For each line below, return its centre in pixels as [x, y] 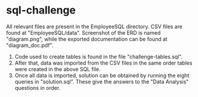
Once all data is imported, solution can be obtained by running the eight [102, 75]
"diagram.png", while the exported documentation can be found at [87, 39]
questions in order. [38, 88]
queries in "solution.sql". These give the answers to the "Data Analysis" [102, 81]
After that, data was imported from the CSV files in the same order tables [103, 63]
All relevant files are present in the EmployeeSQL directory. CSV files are [94, 26]
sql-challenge [41, 10]
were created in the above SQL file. [58, 69]
